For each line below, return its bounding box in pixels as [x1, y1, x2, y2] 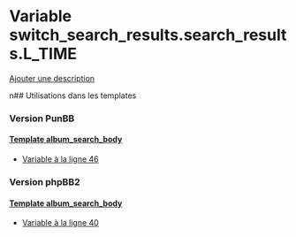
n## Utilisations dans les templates [9, 90, 137, 101]
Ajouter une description [9, 73, 95, 83]
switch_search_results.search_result [9, 25, 287, 45]
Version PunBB [9, 112, 75, 125]
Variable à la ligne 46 [21, 154, 99, 164]
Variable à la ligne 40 [21, 218, 99, 228]
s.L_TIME [9, 44, 78, 64]
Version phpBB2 [9, 175, 81, 187]
